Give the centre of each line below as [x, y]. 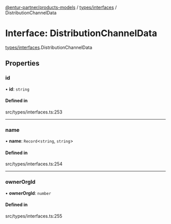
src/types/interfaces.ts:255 [34, 216]
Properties [22, 63]
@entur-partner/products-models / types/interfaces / [61, 7]
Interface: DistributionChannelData [81, 33]
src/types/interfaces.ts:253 [34, 112]
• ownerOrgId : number [28, 193]
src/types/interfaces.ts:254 [34, 164]
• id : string [17, 89]
